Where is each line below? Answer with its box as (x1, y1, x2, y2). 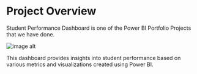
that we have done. (6, 30, 55, 38)
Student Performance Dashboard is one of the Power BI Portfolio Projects (6, 24, 191, 32)
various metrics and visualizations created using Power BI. (6, 61, 154, 68)
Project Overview (6, 4, 97, 18)
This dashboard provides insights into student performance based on (6, 54, 181, 61)
